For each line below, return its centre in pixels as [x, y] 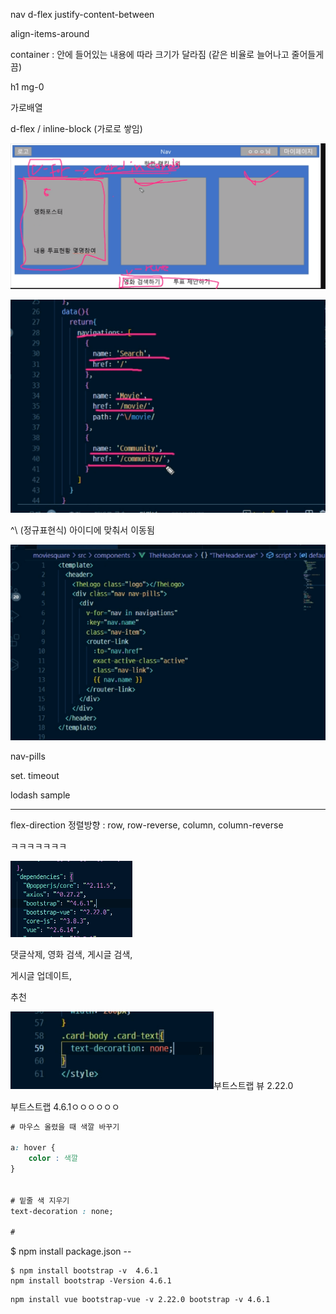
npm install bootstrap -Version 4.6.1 [91, 1281]
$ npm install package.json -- [71, 1251]
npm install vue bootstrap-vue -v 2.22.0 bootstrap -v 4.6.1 [140, 1300]
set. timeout [35, 775]
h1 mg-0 [27, 87]
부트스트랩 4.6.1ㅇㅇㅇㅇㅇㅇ [65, 1106]
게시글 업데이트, [41, 975]
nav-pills [28, 756]
